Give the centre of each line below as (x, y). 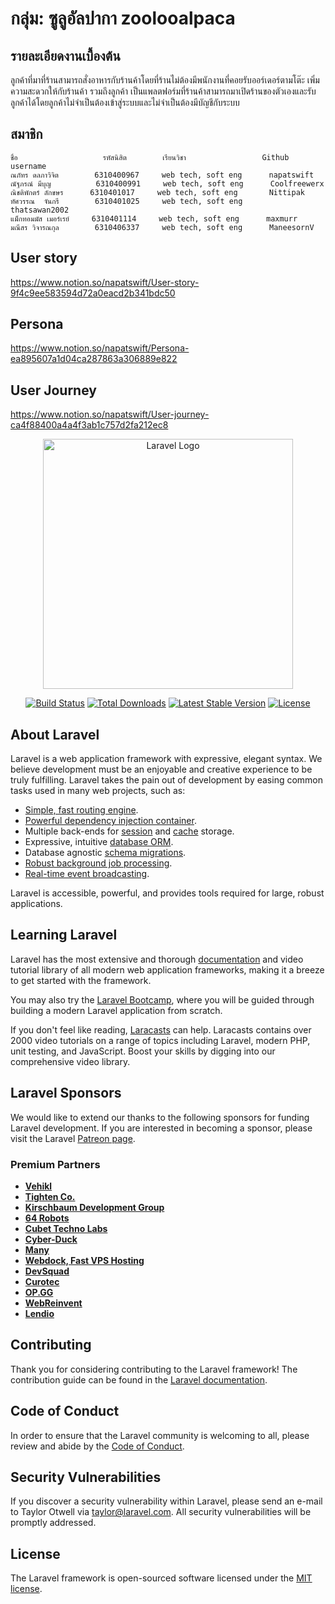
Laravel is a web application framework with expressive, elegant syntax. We (166, 759)
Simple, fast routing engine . (81, 810)
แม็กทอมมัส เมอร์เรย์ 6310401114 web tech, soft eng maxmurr (154, 218)
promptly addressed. (53, 1523)
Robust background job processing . (98, 863)
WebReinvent (53, 1303)
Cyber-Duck (51, 1239)
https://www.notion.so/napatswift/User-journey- (110, 414)
